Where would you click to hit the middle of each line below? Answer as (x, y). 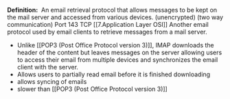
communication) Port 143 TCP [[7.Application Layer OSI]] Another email (108, 24)
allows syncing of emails (52, 81)
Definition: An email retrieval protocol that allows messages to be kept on (112, 10)
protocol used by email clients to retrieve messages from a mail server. (107, 32)
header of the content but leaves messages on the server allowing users (119, 52)
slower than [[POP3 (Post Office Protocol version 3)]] (92, 89)
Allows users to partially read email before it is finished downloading (114, 74)
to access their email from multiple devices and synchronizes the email (117, 60)
